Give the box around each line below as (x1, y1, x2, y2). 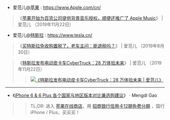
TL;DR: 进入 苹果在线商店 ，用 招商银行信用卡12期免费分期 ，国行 (30, 103, 165, 109)
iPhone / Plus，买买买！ (30, 109, 80, 115)
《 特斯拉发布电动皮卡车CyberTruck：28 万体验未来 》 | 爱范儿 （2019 (17, 60, 162, 66)
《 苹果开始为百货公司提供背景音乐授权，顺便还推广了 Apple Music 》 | (17, 15, 163, 21)
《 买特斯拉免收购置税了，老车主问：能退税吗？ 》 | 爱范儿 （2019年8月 (17, 43, 164, 49)
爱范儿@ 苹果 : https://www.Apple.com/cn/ (12, 5, 101, 10)
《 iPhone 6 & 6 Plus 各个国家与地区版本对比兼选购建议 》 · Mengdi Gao (12, 92, 157, 98)
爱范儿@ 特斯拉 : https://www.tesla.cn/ (12, 32, 93, 38)
